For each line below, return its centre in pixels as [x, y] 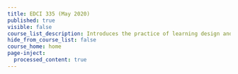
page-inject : [27, 54]
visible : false [30, 27]
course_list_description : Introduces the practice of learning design [114, 33]
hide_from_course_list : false [52, 40]
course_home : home [34, 47]
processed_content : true [50, 60]
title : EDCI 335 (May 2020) [49, 14]
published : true [31, 20]
